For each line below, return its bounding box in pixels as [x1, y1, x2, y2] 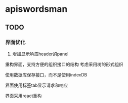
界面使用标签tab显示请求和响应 [5, 82, 68, 88]
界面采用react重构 [5, 93, 42, 99]
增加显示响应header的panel [12, 51, 69, 57]
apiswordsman [5, 3, 68, 15]
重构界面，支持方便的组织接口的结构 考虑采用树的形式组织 [5, 61, 124, 67]
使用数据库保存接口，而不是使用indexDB [5, 71, 87, 77]
